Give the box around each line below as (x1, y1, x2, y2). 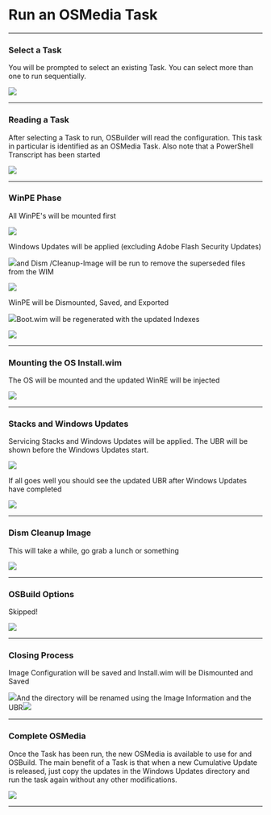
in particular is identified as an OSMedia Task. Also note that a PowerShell (8, 141, 254, 151)
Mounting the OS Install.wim (8, 357, 123, 368)
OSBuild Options (8, 588, 75, 600)
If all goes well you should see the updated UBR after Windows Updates (8, 476, 248, 486)
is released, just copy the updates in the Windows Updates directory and (8, 766, 250, 775)
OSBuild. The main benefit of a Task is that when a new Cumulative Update (8, 757, 258, 767)
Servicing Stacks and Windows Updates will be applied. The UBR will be (8, 437, 248, 446)
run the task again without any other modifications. (8, 775, 177, 784)
